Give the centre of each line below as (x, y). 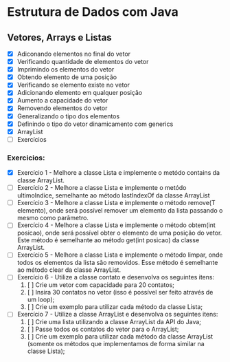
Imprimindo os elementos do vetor (66, 70)
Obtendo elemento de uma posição (67, 77)
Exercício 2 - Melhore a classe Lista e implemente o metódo (102, 188)
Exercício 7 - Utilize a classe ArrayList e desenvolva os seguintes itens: (117, 315)
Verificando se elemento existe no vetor (73, 85)
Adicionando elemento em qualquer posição (80, 93)
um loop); (41, 299)
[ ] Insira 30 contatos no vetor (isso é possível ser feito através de (120, 292)
